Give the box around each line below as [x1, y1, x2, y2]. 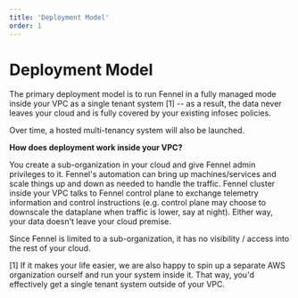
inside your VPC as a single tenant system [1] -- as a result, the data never [9, 99, 283, 109]
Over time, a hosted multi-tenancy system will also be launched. [9, 125, 245, 136]
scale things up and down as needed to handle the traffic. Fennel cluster [9, 179, 276, 189]
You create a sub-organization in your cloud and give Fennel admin [9, 159, 256, 170]
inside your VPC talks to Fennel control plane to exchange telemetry [9, 188, 259, 198]
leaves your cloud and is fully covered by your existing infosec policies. [9, 108, 272, 118]
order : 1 [9, 21, 42, 30]
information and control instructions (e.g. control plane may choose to [9, 197, 266, 208]
